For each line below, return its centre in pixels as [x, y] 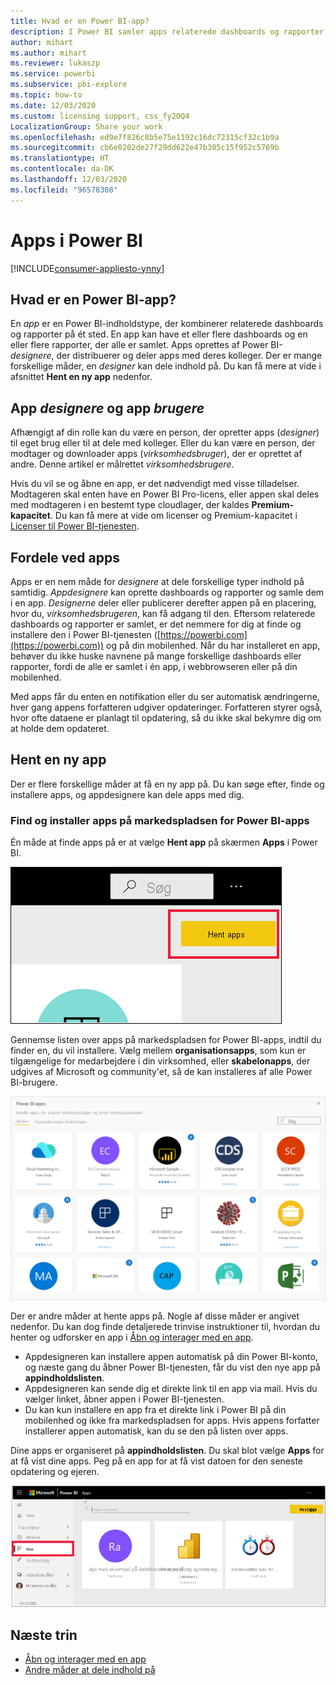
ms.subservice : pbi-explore [69, 85]
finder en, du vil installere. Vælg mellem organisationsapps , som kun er [158, 1051]
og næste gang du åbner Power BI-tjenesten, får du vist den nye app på [172, 1367]
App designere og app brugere [107, 408]
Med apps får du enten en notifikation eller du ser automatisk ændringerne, [165, 696]
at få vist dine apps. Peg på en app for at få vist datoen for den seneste [157, 1461]
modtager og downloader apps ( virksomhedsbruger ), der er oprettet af [156, 454]
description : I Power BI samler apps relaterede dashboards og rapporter [167, 31]
